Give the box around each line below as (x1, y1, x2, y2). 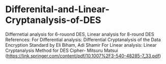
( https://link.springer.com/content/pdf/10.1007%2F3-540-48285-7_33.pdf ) (5, 52, 161, 59)
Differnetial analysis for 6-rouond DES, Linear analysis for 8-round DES (5, 31, 154, 37)
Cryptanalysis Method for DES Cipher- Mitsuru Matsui (5, 47, 118, 53)
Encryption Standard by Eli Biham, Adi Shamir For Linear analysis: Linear (5, 42, 157, 48)
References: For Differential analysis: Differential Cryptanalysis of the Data (5, 37, 161, 43)
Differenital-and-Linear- (5, 4, 109, 15)
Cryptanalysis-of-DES (5, 14, 101, 26)
